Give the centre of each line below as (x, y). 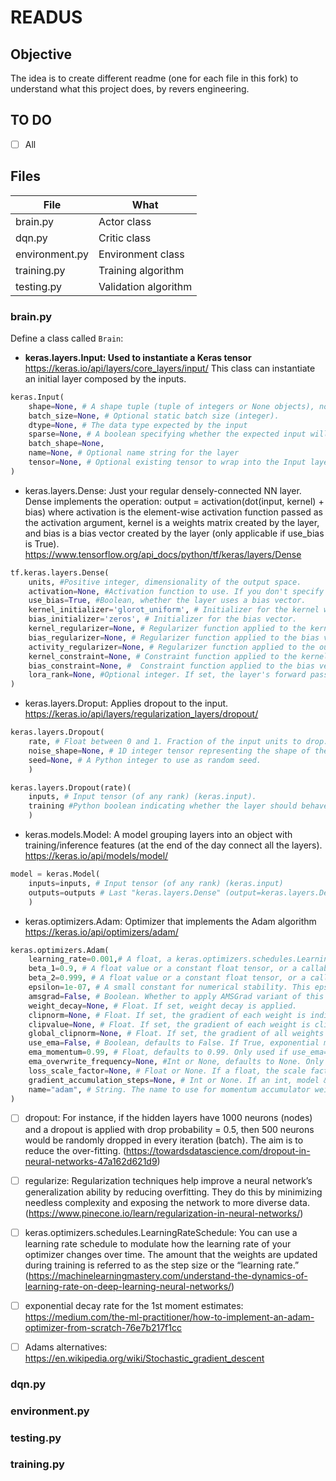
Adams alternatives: (66, 1347)
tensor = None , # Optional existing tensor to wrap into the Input (167, 462)
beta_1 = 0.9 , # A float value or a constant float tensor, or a (163, 969)
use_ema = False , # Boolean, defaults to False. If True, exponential (174, 1043)
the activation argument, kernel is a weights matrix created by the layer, (172, 522)
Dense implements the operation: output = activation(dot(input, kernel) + (174, 501)
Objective (41, 54)
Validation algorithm (145, 286)
